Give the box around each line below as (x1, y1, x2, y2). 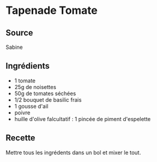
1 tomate (14, 76, 35, 84)
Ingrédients (5, 61, 50, 71)
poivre (14, 109, 31, 116)
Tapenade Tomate (5, 4, 98, 17)
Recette (5, 133, 35, 143)
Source (5, 28, 34, 38)
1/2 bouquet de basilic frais (14, 96, 82, 103)
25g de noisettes (14, 83, 57, 90)
